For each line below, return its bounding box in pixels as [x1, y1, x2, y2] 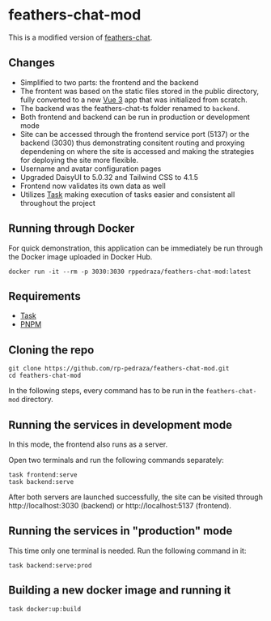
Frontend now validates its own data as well [19, 181, 166, 191]
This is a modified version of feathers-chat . [8, 32, 153, 42]
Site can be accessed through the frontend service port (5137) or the [19, 129, 250, 139]
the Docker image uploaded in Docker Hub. [8, 251, 153, 261]
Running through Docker [8, 221, 135, 236]
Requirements [8, 289, 81, 303]
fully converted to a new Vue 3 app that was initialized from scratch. [19, 95, 248, 105]
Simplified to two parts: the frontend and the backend [19, 77, 199, 87]
